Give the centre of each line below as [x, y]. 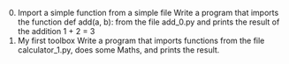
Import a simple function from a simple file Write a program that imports [148, 13]
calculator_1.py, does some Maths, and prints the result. [118, 50]
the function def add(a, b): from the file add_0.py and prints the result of [148, 22]
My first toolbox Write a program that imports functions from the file [141, 40]
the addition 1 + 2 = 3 [56, 31]
